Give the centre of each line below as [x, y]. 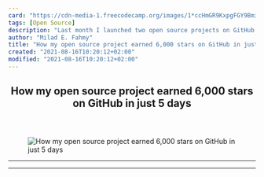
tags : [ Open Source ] [42, 23]
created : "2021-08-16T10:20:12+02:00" [71, 52]
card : [17, 15]
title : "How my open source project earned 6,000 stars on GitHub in [125, 45]
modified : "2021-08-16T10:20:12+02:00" [73, 60]
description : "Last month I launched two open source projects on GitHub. [133, 30]
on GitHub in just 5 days [132, 103]
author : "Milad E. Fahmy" [50, 37]
